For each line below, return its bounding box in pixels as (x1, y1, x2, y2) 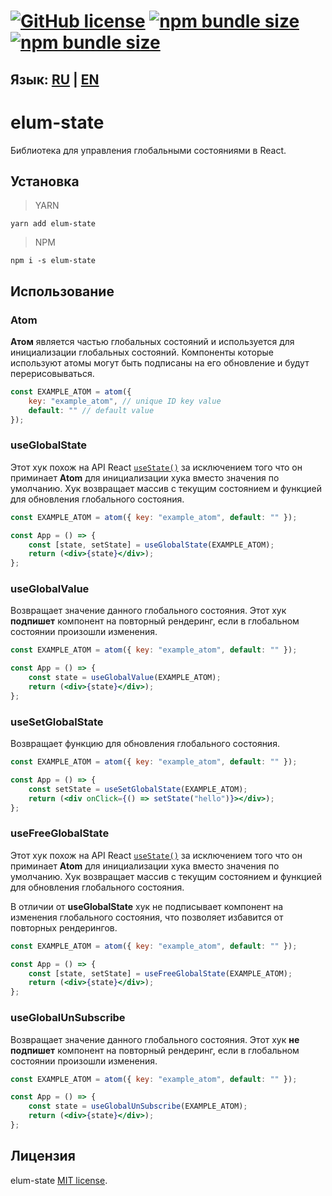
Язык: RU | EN (10, 71, 100, 88)
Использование (10, 283, 115, 300)
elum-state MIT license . (10, 1174, 108, 1186)
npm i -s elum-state (10, 256, 97, 266)
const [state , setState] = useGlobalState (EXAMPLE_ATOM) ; (28, 540, 275, 550)
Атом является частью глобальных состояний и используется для (10, 336, 295, 348)
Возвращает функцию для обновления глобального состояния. (10, 738, 280, 750)
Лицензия (10, 1148, 76, 1165)
